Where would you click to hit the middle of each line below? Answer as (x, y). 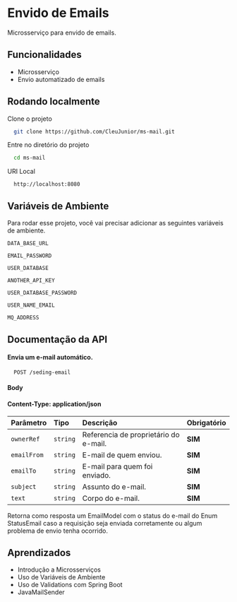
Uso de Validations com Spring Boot (70, 585)
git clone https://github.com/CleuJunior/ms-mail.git (94, 131)
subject (24, 486)
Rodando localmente (54, 101)
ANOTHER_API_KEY (31, 281)
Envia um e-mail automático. (50, 358)
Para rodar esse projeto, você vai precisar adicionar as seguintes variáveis (115, 223)
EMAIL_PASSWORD (30, 256)
